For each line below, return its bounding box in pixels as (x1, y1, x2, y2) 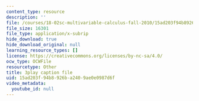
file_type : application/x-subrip (6, 31, 89, 37)
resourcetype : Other (6, 64, 57, 70)
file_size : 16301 (6, 25, 49, 31)
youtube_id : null (11, 86, 54, 92)
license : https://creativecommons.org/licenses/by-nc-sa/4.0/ (6, 53, 163, 59)
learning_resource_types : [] (6, 48, 78, 53)
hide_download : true (6, 36, 57, 42)
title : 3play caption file (6, 70, 73, 75)
